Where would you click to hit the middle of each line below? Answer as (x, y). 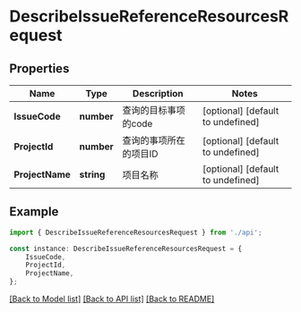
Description (158, 93)
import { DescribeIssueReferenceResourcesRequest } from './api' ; (136, 232)
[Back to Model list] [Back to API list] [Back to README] (112, 299)
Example (34, 212)
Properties (39, 68)
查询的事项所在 (154, 140)
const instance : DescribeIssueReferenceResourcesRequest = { (126, 249)
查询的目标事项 (154, 110)
